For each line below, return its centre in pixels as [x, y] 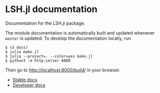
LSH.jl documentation [51, 9]
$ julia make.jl [22, 52]
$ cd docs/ [17, 47]
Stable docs [25, 79]
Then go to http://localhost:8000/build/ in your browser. [63, 70]
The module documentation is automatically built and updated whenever [80, 33]
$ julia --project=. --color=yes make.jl [49, 56]
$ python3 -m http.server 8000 [38, 61]
